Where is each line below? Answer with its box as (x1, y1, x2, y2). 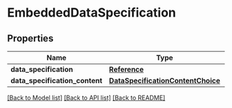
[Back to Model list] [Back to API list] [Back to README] (7, 93, 166, 102)
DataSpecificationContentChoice (109, 76, 221, 85)
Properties (7, 33, 54, 44)
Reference (109, 64, 144, 74)
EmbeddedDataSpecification (7, 5, 176, 21)
